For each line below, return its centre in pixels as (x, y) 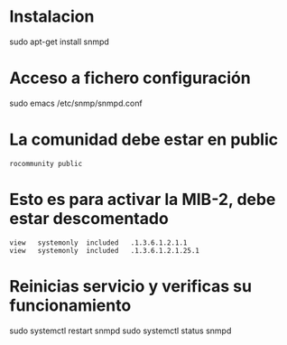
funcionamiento (70, 305)
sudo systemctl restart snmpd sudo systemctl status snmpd (120, 331)
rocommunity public (46, 163)
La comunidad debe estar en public (144, 140)
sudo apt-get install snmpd (60, 42)
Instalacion (52, 17)
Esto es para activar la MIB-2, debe (143, 200)
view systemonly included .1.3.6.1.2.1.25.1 (105, 250)
